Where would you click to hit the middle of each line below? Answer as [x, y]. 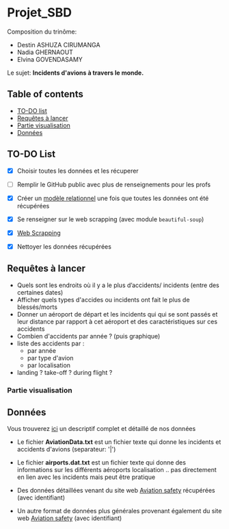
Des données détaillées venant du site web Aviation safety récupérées [116, 491]
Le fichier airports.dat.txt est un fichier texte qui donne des [102, 463]
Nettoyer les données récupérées [64, 246]
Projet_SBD [39, 13]
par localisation [49, 365]
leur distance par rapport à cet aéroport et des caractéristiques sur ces [117, 321]
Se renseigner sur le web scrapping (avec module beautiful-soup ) [110, 219]
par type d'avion [50, 358]
